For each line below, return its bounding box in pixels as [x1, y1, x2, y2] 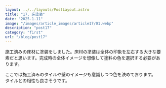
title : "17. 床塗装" [5, 12, 45, 17]
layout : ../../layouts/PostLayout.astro [5, 7, 90, 12]
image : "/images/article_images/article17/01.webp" [5, 21, 114, 26]
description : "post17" [5, 26, 52, 30]
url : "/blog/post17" [5, 35, 48, 40]
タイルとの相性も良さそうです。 [5, 77, 70, 84]
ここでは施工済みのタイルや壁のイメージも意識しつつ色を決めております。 [5, 71, 156, 77]
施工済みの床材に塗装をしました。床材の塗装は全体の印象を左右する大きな [5, 49, 157, 55]
